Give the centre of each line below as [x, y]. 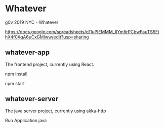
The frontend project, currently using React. [50, 64]
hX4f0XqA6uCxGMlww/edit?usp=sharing [47, 37]
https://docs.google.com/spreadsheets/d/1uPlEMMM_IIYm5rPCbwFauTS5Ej [82, 32]
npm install [16, 74]
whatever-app [27, 52]
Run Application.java [26, 120]
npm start [15, 83]
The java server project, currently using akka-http [56, 111]
